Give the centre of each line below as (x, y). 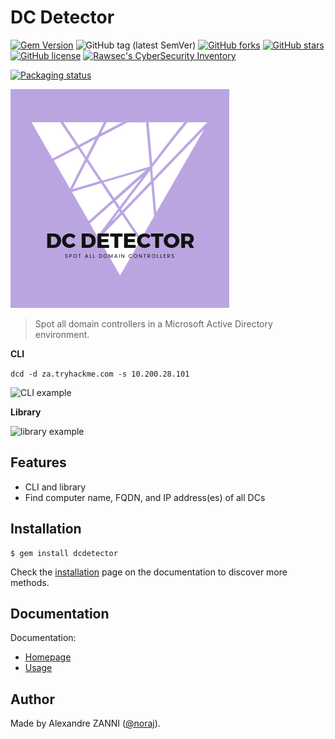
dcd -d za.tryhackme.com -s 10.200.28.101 (100, 374)
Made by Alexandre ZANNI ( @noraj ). (85, 723)
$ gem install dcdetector (64, 553)
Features (38, 462)
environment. (62, 334)
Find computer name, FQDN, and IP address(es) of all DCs (145, 497)
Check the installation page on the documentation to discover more (149, 572)
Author (32, 699)
